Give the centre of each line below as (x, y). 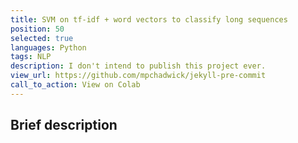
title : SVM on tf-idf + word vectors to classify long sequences (149, 19)
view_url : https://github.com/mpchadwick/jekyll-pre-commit (138, 76)
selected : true (42, 38)
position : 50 (37, 29)
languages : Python (48, 47)
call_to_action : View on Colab (75, 85)
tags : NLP (31, 57)
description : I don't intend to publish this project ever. (138, 66)
